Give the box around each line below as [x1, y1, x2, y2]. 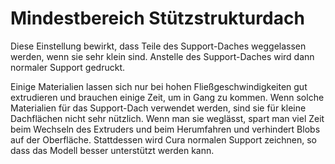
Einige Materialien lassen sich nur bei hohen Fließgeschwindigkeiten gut [10, 80, 308, 92]
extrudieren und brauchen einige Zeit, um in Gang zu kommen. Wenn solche [10, 91, 325, 103]
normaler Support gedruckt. [10, 61, 126, 73]
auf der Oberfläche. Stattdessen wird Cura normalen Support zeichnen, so [10, 133, 318, 146]
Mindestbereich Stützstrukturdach [10, 7, 305, 30]
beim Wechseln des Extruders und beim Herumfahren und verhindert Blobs [10, 123, 321, 135]
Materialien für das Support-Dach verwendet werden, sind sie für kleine [10, 102, 307, 114]
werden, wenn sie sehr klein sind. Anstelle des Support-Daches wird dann [10, 50, 315, 62]
